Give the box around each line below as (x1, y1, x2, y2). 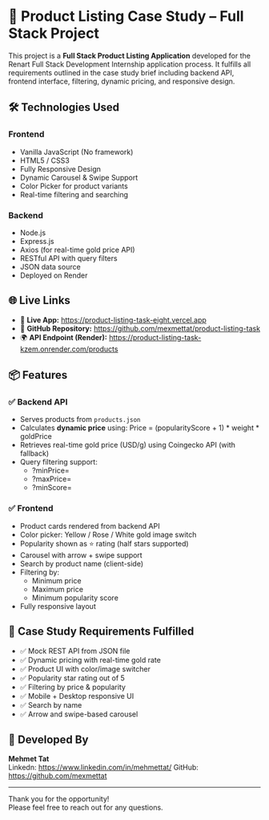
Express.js (19, 236, 54, 246)
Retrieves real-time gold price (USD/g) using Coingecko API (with (19, 440, 236, 450)
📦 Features (8, 368, 68, 382)
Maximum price (31, 584, 84, 594)
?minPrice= (31, 465, 70, 476)
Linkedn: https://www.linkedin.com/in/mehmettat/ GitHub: (8, 762, 199, 773)
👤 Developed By (8, 733, 89, 746)
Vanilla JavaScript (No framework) (19, 147, 134, 156)
